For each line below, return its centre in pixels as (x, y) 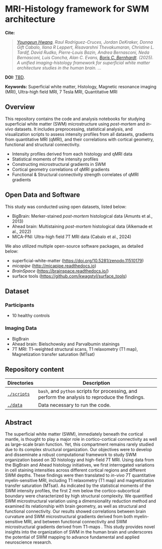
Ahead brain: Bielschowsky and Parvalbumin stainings (66, 344)
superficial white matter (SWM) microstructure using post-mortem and (75, 124)
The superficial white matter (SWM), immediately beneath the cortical (74, 434)
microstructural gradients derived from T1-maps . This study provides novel (80, 527)
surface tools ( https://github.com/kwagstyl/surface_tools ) (69, 276)
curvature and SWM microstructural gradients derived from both (69, 517)
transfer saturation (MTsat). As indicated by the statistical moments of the (78, 485)
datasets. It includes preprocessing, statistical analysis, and (74, 129)
